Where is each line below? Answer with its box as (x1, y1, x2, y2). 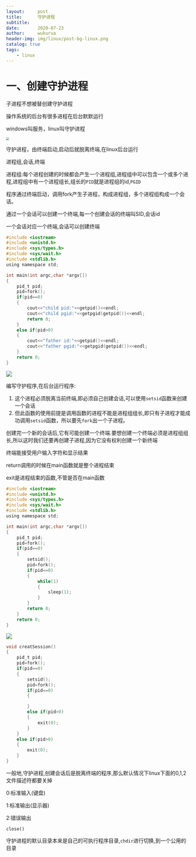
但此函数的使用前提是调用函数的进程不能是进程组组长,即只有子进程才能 (14, 409, 185, 416)
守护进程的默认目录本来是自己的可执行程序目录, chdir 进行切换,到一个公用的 (6, 837, 186, 844)
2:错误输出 (6, 814, 32, 821)
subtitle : (6, 19, 30, 25)
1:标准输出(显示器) (6, 802, 50, 809)
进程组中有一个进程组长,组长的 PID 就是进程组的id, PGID (12, 178, 142, 185)
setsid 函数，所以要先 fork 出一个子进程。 (30, 417, 129, 424)
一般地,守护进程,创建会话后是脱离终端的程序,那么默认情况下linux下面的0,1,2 (6, 769, 187, 776)
